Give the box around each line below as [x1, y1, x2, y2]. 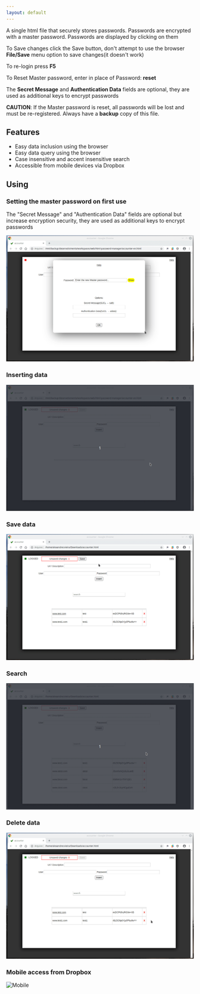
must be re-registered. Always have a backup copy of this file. [6, 110, 160, 117]
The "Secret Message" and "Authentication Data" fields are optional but [6, 211, 182, 218]
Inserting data [6, 371, 48, 379]
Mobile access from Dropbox [6, 968, 92, 976]
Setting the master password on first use [6, 197, 127, 205]
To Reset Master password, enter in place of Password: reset [6, 74, 157, 81]
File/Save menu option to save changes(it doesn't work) [6, 51, 144, 58]
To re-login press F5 [6, 63, 57, 70]
